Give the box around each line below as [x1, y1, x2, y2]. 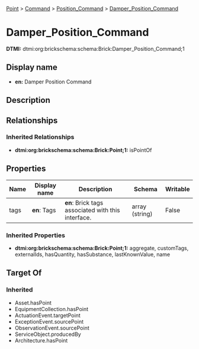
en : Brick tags [65, 198, 104, 206]
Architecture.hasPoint [14, 337, 68, 344]
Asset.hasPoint [14, 299, 52, 306]
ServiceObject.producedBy [14, 331, 81, 338]
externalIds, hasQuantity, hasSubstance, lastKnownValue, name [14, 251, 171, 258]
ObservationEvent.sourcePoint [14, 324, 90, 331]
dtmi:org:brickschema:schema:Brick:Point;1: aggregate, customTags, [14, 244, 189, 251]
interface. [65, 213, 92, 221]
